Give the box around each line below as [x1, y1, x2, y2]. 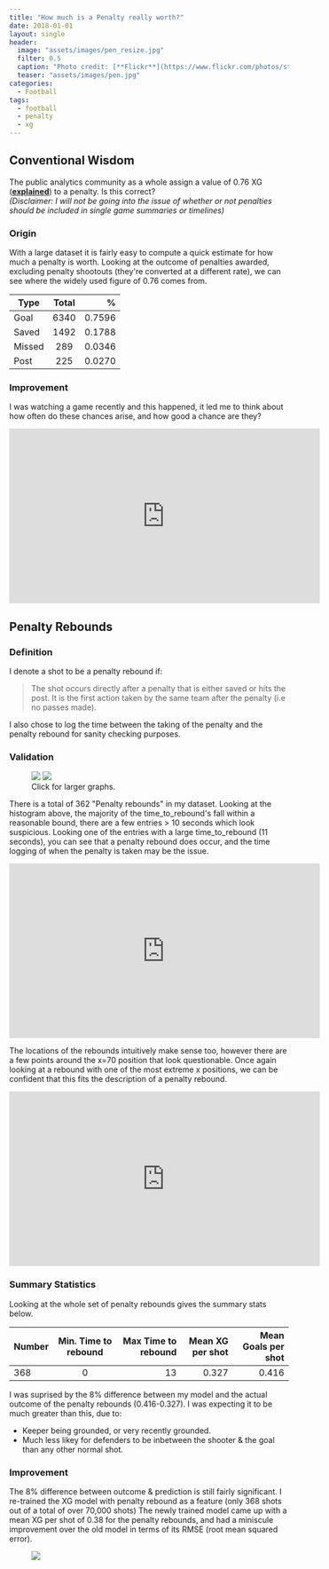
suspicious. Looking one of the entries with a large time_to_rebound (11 [9, 827, 269, 838]
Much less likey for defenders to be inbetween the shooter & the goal [21, 1434, 275, 1445]
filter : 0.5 [17, 54, 62, 63]
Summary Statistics [9, 1279, 96, 1291]
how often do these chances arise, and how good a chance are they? [9, 411, 262, 422]
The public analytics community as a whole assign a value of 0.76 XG [9, 177, 263, 187]
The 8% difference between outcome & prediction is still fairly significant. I [9, 1486, 282, 1496]
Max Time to [122, 1335, 177, 1347]
